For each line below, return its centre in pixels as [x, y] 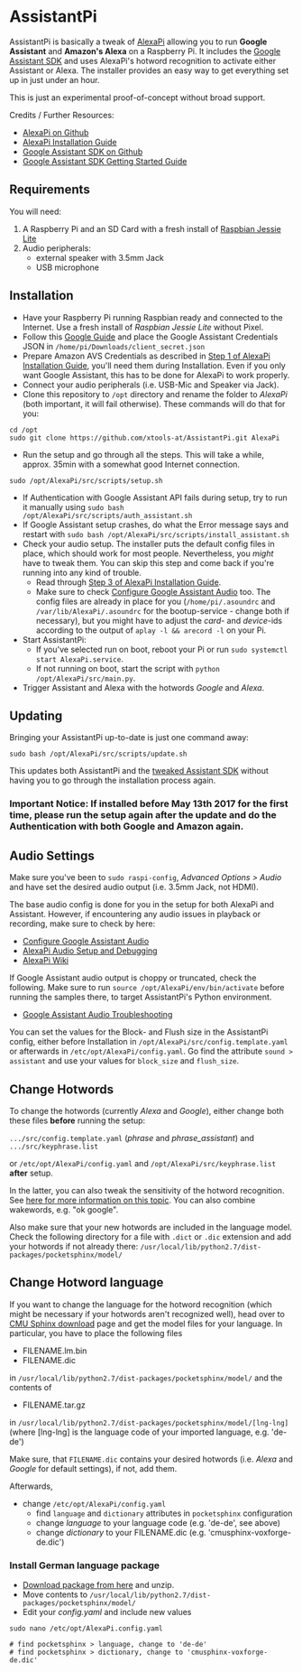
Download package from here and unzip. [98, 1585]
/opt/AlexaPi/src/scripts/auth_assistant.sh [107, 516]
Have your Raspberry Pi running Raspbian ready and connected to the [152, 317]
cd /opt [24, 430]
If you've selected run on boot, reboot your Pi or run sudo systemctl [162, 649]
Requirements [50, 190]
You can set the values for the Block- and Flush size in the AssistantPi [139, 1032]
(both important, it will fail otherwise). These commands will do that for [154, 404]
